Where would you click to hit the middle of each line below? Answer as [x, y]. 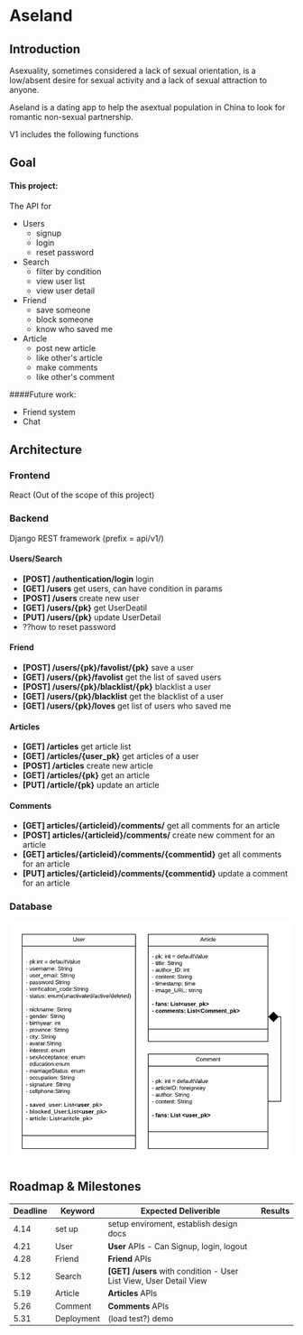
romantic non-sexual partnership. [71, 117]
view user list [60, 281]
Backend [29, 518]
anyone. [24, 90]
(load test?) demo [141, 1318]
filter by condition [69, 271]
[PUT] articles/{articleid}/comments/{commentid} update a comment [155, 874]
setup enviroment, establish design [173, 1224]
